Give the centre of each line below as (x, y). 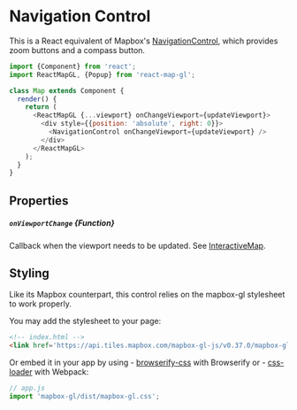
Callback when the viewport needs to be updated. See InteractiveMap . (137, 245)
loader (21, 372)
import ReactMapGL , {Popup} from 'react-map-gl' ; (103, 74)
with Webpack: (61, 372)
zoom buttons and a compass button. (77, 50)
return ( (41, 107)
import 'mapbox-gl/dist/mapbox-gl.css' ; (85, 397)
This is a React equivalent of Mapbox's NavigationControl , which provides (144, 41)
